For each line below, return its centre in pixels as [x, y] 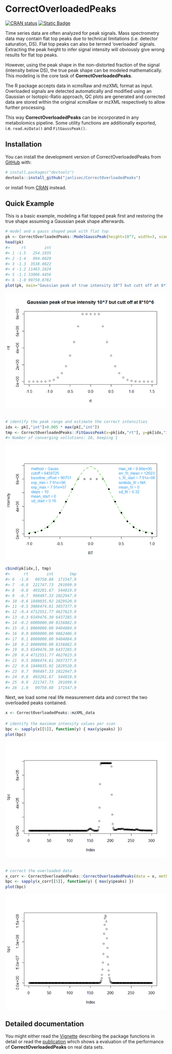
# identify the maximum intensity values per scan [60, 724]
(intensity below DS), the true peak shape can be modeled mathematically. [84, 70]
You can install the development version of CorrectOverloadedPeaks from [83, 156]
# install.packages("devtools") [40, 172]
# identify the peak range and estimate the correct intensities [76, 422]
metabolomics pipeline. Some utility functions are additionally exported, [81, 123]
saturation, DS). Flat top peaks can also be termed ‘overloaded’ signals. [81, 44]
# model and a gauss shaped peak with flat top [57, 231]
